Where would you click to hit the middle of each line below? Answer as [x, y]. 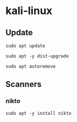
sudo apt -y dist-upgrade [37, 56]
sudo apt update [25, 46]
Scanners [24, 84]
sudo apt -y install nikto [38, 113]
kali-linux [29, 11]
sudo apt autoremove [31, 66]
